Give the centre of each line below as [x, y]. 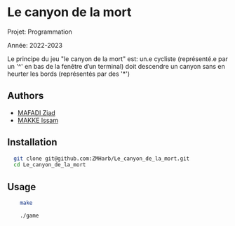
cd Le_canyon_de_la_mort [50, 165]
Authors [26, 96]
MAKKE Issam [38, 120]
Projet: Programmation [40, 32]
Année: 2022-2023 [35, 45]
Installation [32, 142]
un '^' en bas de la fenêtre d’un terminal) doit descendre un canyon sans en [116, 66]
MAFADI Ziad [36, 112]
